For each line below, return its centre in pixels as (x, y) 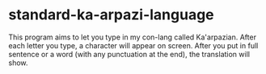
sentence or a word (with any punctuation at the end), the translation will (129, 54)
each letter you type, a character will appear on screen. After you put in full (133, 45)
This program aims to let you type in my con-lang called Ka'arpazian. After (133, 37)
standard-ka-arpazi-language (111, 15)
